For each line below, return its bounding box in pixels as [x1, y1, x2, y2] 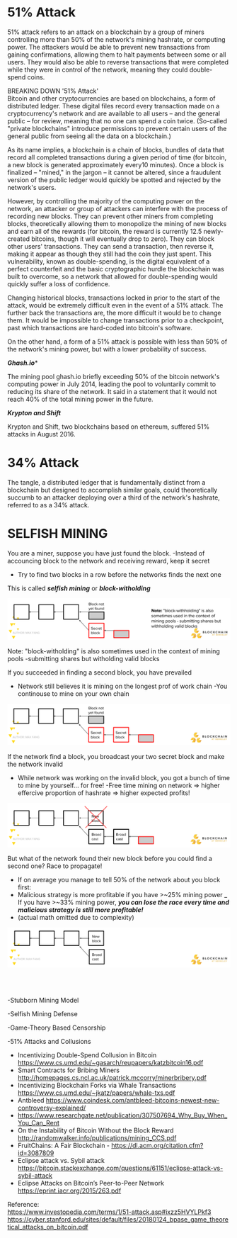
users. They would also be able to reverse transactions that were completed [7, 57, 229, 66]
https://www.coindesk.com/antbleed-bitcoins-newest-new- [45, 1096, 220, 1104]
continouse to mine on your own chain [17, 690, 129, 698]
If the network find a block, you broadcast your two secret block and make [7, 752, 225, 760]
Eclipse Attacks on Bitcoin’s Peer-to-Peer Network [17, 1178, 165, 1187]
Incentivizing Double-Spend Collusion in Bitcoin [17, 1050, 157, 1059]
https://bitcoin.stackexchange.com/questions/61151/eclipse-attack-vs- [17, 1164, 224, 1172]
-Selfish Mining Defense [7, 1009, 78, 1018]
